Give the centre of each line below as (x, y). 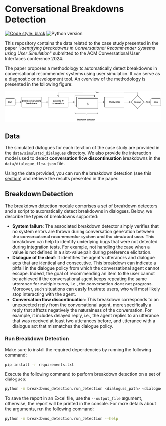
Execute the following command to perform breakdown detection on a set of (83, 374)
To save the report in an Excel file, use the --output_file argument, (74, 398)
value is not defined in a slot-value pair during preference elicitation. (82, 252)
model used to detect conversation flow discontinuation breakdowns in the (83, 158)
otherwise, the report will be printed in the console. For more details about (81, 404)
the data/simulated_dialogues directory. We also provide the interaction (78, 153)
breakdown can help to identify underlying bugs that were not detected (85, 242)
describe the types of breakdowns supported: (52, 217)
